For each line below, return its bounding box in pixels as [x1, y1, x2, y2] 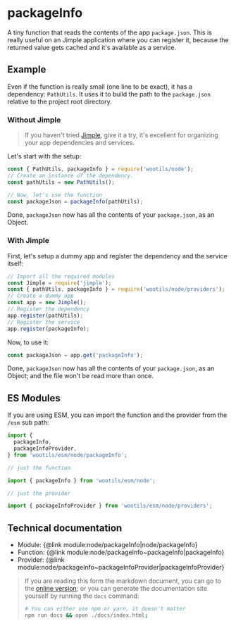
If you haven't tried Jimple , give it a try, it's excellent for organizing [24, 131, 218, 139]
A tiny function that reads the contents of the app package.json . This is [7, 28, 213, 37]
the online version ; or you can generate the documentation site [24, 584, 208, 593]
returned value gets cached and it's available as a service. [7, 43, 177, 51]
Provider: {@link [17, 556, 65, 564]
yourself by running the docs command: [24, 591, 139, 600]
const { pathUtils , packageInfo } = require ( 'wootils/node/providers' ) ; [7, 286, 225, 293]
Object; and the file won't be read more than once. [7, 372, 154, 380]
